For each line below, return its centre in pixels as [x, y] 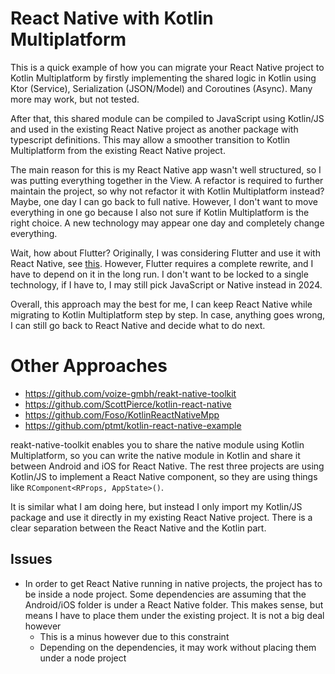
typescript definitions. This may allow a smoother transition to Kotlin [150, 139]
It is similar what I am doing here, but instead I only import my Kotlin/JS [156, 506]
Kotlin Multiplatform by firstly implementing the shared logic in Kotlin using [163, 78]
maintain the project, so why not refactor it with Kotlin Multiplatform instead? [167, 191]
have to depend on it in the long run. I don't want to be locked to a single [159, 274]
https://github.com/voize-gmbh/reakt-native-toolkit [130, 393]
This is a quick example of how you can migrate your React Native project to [167, 67]
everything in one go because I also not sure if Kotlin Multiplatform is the [160, 212]
